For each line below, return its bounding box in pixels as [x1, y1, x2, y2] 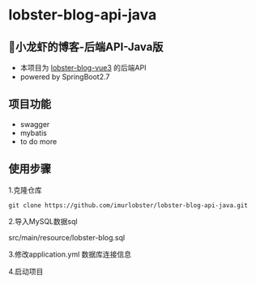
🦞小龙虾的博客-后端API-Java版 [8, 40, 164, 53]
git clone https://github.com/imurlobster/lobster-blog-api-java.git [8, 201, 249, 210]
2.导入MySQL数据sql [8, 216, 79, 226]
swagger [19, 119, 50, 129]
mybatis [19, 128, 47, 138]
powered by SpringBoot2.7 [19, 72, 110, 82]
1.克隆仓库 [8, 184, 42, 195]
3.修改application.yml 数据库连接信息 [8, 249, 132, 259]
